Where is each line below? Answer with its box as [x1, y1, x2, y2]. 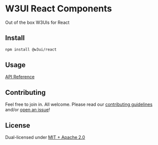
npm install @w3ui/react [5, 47, 57, 52]
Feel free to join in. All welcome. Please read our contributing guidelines [5, 101, 153, 107]
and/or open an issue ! [5, 107, 50, 113]
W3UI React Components [5, 3, 112, 14]
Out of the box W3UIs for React [5, 19, 70, 25]
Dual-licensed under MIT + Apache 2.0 [5, 135, 86, 141]
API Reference [5, 74, 35, 80]
